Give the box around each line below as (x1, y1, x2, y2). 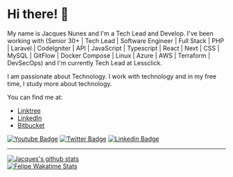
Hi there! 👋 (7, 6, 69, 22)
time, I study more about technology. (7, 79, 112, 87)
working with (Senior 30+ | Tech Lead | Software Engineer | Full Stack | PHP (7, 36, 225, 44)
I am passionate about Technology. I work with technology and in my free (7, 72, 217, 81)
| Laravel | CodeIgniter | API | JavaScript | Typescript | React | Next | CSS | (7, 44, 220, 52)
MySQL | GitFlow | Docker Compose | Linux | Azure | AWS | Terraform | (7, 51, 210, 60)
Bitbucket (17, 121, 45, 129)
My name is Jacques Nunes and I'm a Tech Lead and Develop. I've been (7, 29, 214, 37)
